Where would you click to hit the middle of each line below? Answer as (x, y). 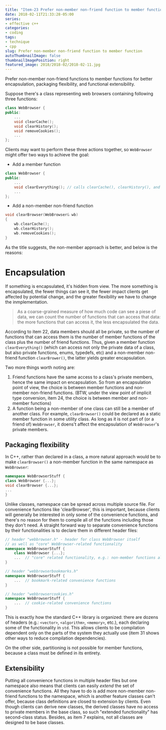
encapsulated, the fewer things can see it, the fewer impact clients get (77, 291)
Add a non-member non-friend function (53, 206)
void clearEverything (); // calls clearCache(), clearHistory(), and (87, 187)
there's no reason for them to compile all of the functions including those (79, 520)
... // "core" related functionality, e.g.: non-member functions (85, 558)
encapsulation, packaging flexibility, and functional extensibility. (70, 84)
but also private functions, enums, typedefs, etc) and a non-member (75, 352)
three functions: (21, 99)
